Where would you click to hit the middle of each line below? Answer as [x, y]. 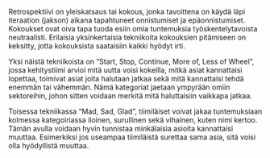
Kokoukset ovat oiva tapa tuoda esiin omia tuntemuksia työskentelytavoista [133, 29]
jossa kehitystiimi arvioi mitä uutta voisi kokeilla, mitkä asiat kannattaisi [125, 70]
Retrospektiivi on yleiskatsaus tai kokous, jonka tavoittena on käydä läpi [127, 12]
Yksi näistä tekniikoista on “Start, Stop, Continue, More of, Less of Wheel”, [131, 61]
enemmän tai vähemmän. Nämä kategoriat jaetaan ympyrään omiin [119, 87]
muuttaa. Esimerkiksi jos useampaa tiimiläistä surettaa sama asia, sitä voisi [132, 137]
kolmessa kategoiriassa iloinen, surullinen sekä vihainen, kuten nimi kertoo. [133, 120]
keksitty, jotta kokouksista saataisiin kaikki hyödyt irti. [97, 46]
